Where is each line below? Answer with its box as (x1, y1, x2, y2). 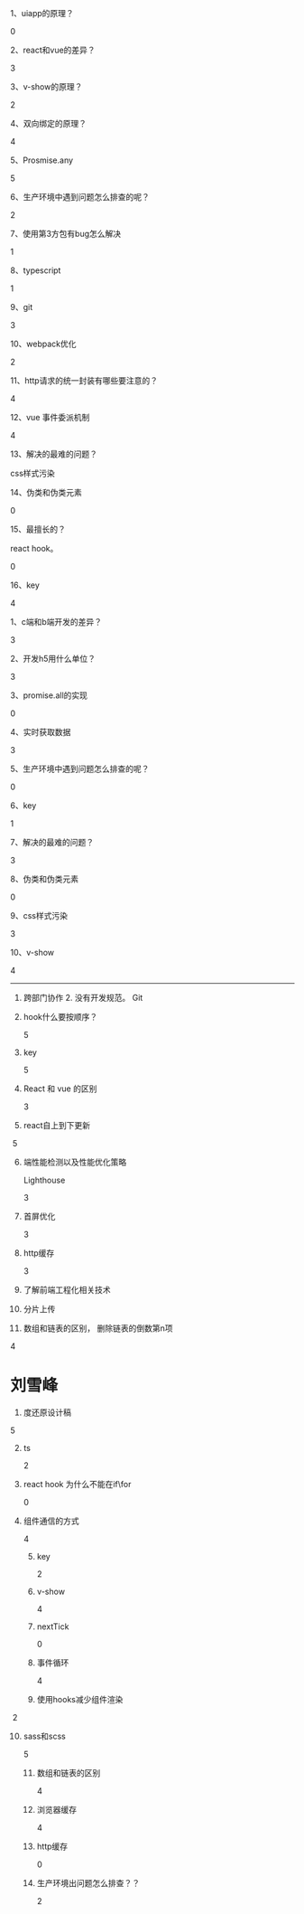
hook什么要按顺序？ (23, 1012, 98, 1022)
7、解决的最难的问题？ (10, 837, 94, 847)
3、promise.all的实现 (10, 690, 88, 701)
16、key (10, 580, 40, 590)
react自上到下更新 (23, 1120, 91, 1130)
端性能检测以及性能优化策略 (23, 1156, 127, 1167)
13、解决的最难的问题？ (10, 448, 98, 459)
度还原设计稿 (23, 1407, 71, 1418)
